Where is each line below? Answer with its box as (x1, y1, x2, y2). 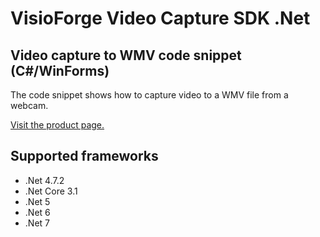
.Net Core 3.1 (24, 185, 78, 197)
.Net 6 (24, 206, 51, 218)
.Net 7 (24, 217, 50, 229)
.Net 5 (24, 195, 51, 207)
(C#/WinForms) (10, 62, 110, 79)
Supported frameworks (10, 148, 159, 165)
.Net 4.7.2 (24, 174, 65, 186)
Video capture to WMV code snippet (10, 47, 242, 64)
